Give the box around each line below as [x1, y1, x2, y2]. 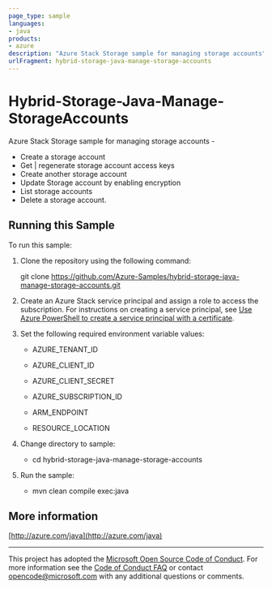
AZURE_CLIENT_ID [32, 360, 95, 370]
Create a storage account [19, 152, 105, 161]
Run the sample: [19, 470, 74, 479]
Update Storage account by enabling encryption [19, 178, 181, 187]
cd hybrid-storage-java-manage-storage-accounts [32, 454, 202, 464]
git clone [19, 271, 50, 281]
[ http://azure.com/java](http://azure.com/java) [8, 531, 163, 540]
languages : [8, 19, 45, 28]
